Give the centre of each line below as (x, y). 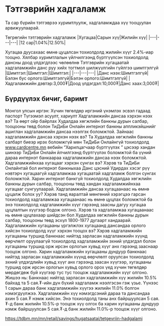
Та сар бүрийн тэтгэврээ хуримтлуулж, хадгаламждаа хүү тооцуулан (78, 23)
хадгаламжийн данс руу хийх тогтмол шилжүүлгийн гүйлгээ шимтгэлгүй (82, 68)
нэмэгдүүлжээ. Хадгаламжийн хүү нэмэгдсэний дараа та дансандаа (78, 293)
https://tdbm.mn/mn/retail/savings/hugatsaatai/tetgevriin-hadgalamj (74, 318)
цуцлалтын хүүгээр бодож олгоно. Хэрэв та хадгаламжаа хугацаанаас (80, 210)
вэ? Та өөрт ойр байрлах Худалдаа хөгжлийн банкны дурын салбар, (77, 121)
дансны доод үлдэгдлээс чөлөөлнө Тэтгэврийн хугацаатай (67, 62)
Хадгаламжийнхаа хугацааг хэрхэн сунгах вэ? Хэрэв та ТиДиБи (72, 163)
